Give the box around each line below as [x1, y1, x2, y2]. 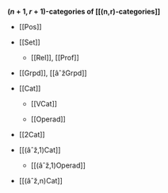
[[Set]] [18, 37, 40, 47]
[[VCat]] [30, 99, 57, 108]
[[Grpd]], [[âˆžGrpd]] [18, 68, 88, 78]
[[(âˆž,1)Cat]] [18, 145, 61, 154]
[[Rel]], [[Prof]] [30, 53, 80, 62]
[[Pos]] [18, 22, 42, 31]
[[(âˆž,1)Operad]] [30, 160, 86, 170]
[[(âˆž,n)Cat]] [18, 176, 63, 185]
